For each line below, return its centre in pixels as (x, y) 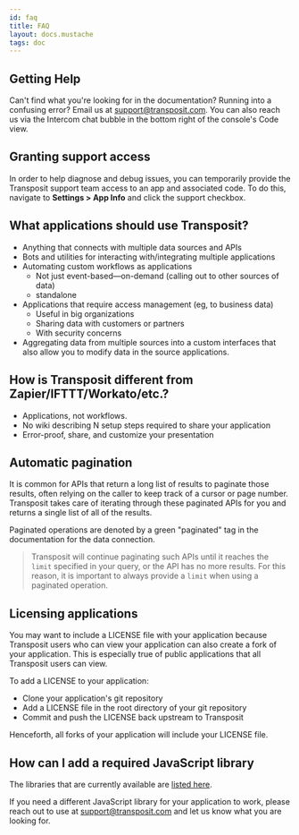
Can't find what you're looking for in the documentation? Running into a (141, 100)
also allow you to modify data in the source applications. (126, 352)
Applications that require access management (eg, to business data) (148, 304)
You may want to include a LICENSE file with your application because (138, 635)
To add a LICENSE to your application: (79, 681)
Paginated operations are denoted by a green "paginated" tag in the (134, 530)
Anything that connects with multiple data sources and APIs (132, 247)
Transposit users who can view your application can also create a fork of (143, 644)
